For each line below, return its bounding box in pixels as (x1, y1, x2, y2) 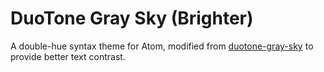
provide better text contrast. (10, 50, 126, 62)
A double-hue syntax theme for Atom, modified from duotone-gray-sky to (10, 40, 314, 52)
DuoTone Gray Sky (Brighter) (10, 7, 254, 30)
